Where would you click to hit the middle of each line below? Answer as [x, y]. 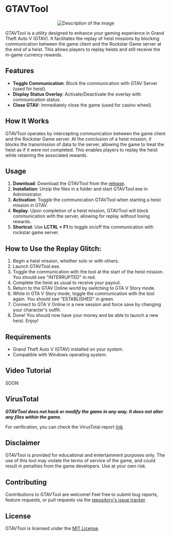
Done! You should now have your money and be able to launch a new [85, 315]
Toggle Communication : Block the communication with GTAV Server [85, 83]
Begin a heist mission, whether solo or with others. [66, 261]
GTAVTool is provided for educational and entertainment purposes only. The [85, 455]
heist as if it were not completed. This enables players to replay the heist [81, 149]
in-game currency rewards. [34, 55]
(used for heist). [30, 89]
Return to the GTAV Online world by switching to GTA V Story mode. [84, 288]
